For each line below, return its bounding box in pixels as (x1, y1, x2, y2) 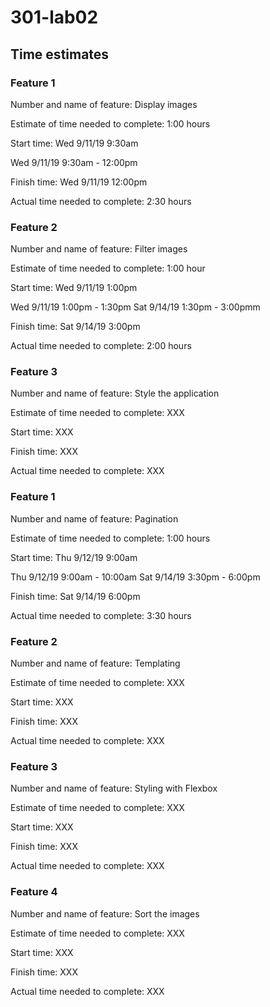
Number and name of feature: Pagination (10, 512, 179, 525)
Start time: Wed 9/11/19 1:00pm (10, 282, 138, 294)
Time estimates (10, 46, 110, 63)
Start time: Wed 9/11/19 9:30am (10, 137, 139, 149)
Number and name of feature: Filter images (10, 243, 188, 255)
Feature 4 (10, 885, 58, 899)
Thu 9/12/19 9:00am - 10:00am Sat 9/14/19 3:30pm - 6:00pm (10, 571, 261, 583)
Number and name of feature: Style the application (10, 387, 220, 400)
